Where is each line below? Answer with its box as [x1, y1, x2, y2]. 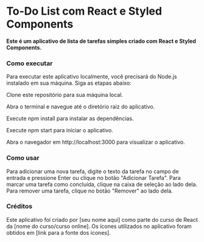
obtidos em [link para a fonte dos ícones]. [6, 229, 111, 236]
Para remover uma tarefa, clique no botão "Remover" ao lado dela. [6, 187, 174, 194]
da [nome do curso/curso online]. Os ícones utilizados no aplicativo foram [6, 222, 192, 230]
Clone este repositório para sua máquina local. [6, 91, 124, 99]
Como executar [6, 59, 53, 68]
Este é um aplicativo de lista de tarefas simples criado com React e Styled [6, 37, 197, 44]
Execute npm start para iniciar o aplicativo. [6, 127, 114, 134]
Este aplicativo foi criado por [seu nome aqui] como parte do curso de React [6, 216, 198, 223]
